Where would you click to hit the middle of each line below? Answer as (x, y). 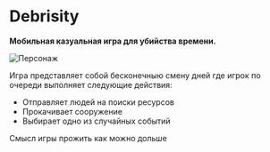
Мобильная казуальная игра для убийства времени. (113, 41)
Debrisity (44, 16)
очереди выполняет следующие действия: (91, 84)
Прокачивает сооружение (72, 111)
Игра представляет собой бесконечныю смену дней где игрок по (135, 75)
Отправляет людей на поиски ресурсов (98, 102)
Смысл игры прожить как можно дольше (88, 138)
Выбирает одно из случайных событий (97, 121)
